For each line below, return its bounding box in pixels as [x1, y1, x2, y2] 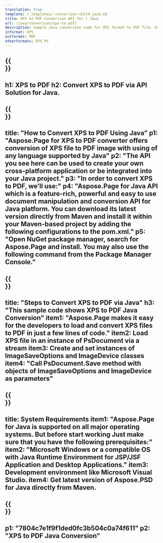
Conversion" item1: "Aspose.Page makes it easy [5, 314, 154, 322]
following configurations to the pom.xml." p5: [5, 228, 146, 236]
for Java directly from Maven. [5, 483, 97, 492]
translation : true [5, 7, 42, 12]
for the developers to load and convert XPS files [5, 322, 153, 330]
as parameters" [5, 374, 53, 383]
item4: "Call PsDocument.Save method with [5, 359, 142, 368]
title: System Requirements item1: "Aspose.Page [5, 415, 155, 423]
